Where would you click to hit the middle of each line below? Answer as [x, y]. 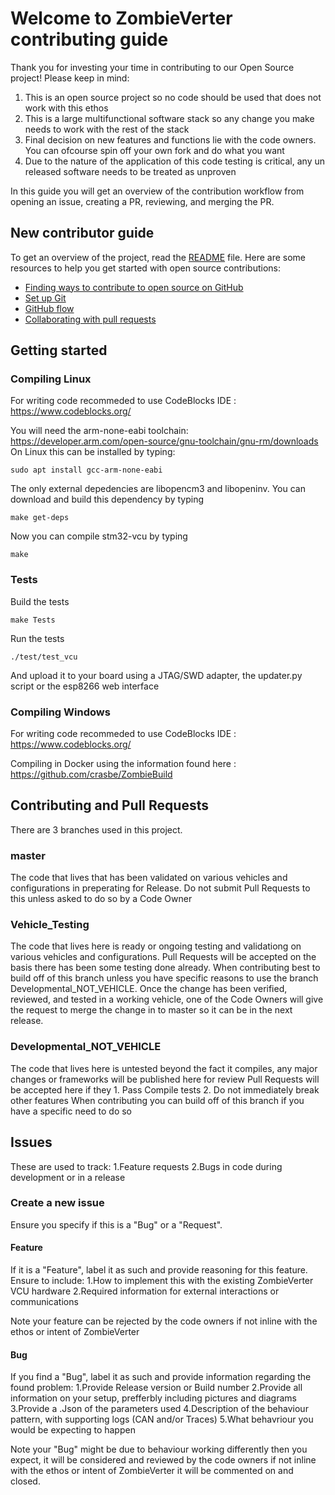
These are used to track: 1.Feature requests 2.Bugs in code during [146, 1166]
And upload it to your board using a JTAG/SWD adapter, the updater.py [156, 675]
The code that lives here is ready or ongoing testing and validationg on [156, 946]
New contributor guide [82, 233]
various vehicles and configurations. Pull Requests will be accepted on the [163, 957]
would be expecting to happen [73, 1430]
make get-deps [40, 518]
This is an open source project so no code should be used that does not [173, 97]
